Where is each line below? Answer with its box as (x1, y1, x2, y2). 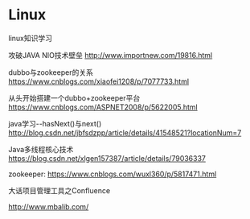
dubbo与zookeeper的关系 (8, 67, 94, 77)
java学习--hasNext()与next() (8, 118, 102, 128)
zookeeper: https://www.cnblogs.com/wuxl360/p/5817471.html (8, 169, 217, 179)
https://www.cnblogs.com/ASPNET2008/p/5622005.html (8, 102, 199, 112)
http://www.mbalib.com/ (8, 201, 89, 211)
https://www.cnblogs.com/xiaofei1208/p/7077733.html (8, 76, 190, 86)
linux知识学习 (8, 33, 52, 43)
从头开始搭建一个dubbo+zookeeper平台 (8, 93, 141, 102)
